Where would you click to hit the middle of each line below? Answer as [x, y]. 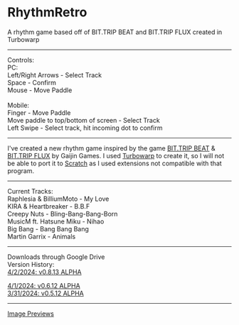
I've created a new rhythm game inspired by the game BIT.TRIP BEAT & [111, 148]
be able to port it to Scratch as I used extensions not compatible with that [115, 163]
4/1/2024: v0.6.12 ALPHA [44, 285]
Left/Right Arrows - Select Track [54, 75]
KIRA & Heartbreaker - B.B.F [49, 206]
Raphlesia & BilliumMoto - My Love [58, 199]
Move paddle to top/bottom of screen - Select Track [84, 120]
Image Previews [31, 314]
